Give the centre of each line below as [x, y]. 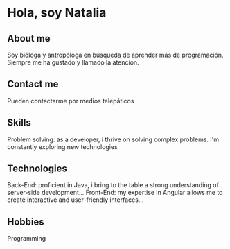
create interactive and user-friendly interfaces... [76, 200]
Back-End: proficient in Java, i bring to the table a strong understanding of [113, 185]
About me [29, 38]
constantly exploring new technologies [62, 146]
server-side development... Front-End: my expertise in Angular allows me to [115, 193]
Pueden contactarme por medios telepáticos [71, 101]
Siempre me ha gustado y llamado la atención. [73, 62]
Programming [27, 239]
